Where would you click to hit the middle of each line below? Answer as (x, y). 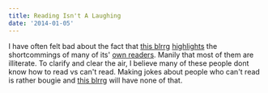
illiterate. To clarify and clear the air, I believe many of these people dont (129, 63)
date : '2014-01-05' (41, 23)
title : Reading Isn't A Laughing (65, 16)
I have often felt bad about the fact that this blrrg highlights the (113, 46)
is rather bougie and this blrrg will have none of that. (96, 80)
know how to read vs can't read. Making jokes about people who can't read (134, 71)
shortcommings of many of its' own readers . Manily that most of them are (131, 55)
